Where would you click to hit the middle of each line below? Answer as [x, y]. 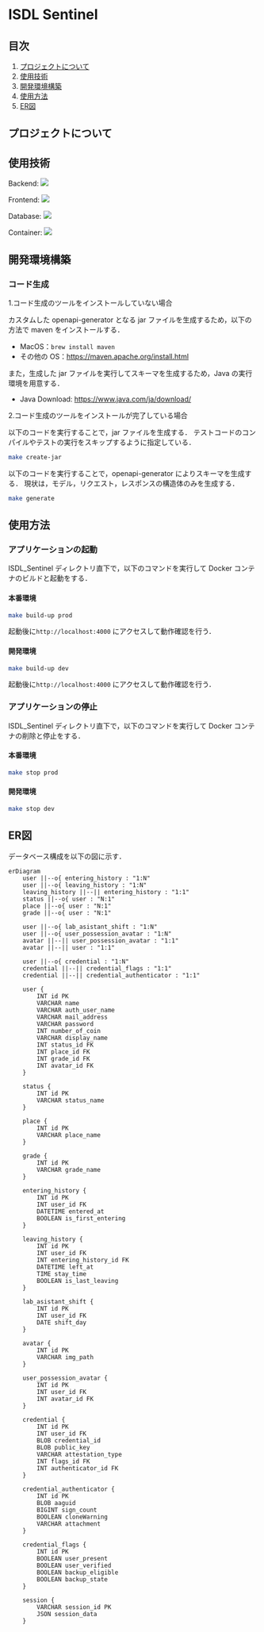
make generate [32, 498]
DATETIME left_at [65, 1267]
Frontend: [24, 200]
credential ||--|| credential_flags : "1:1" [97, 968]
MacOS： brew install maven [67, 346]
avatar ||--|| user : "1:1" [69, 947]
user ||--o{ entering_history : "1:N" [86, 878]
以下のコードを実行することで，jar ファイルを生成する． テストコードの [125, 432]
